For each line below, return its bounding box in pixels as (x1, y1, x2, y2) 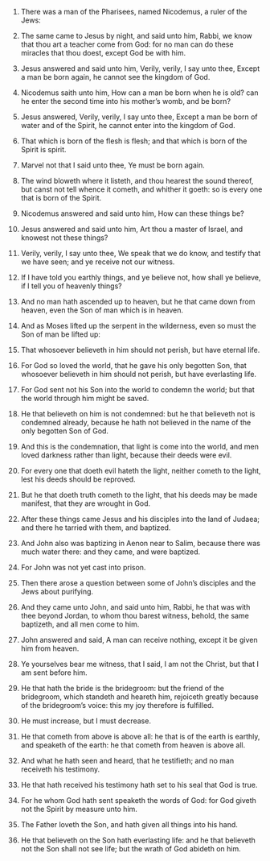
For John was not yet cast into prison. (20, 563, 146, 572)
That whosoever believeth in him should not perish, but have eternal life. (20, 346, 260, 354)
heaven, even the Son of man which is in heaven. (20, 305, 184, 315)
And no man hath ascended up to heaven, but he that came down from (20, 297, 256, 306)
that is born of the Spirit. (20, 193, 102, 202)
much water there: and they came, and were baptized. (20, 547, 201, 557)
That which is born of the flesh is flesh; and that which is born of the (20, 136, 247, 146)
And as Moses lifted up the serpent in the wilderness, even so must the (20, 321, 256, 330)
